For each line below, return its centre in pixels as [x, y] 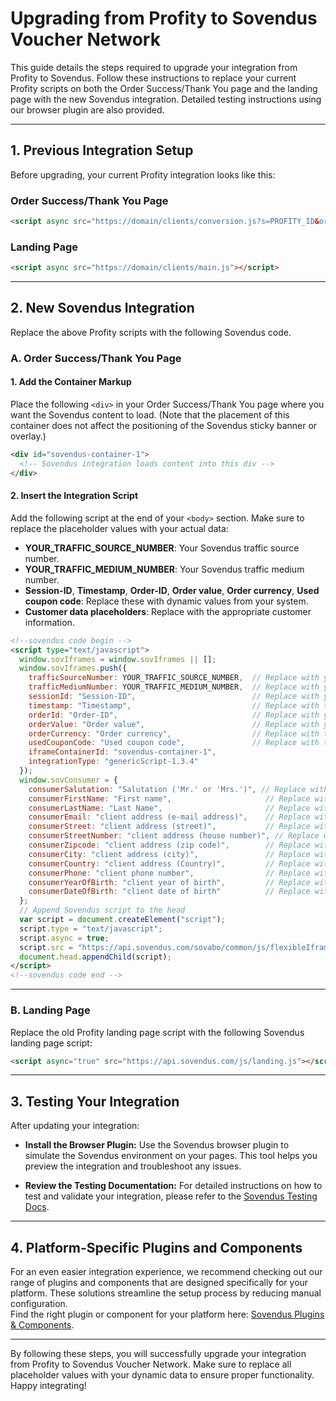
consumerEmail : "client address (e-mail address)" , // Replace [169, 817]
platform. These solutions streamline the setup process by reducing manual [166, 1293]
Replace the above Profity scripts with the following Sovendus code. [151, 332]
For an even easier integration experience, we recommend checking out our [166, 1272]
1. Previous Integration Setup [102, 150]
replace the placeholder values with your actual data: [119, 528]
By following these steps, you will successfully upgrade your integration [158, 1354]
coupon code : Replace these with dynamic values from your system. [166, 601]
